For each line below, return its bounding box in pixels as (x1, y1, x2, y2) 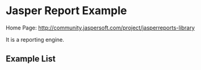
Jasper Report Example (6, 4, 127, 18)
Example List (6, 53, 56, 64)
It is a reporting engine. (6, 36, 65, 43)
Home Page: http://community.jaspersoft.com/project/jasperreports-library (6, 24, 195, 31)
